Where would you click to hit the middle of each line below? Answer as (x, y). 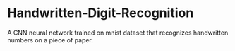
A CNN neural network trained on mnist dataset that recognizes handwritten (118, 33)
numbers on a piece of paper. (50, 40)
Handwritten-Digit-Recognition (101, 13)
